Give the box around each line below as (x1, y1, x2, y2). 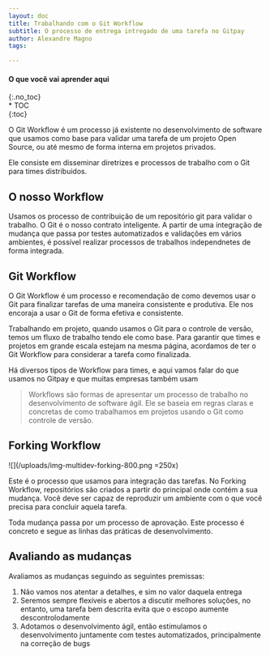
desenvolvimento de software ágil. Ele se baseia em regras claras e (28, 398, 254, 407)
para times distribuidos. (8, 167, 88, 177)
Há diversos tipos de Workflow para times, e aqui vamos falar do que (8, 365, 239, 375)
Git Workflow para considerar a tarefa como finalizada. (8, 349, 192, 359)
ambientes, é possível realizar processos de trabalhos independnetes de (8, 237, 251, 247)
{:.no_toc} (8, 92, 41, 102)
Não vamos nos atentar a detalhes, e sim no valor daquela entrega (19, 586, 242, 596)
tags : (8, 42, 27, 50)
